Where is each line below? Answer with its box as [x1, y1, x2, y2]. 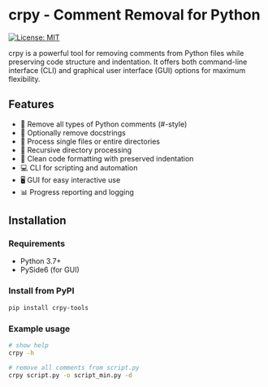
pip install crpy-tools [8, 303, 89, 312]
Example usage [8, 323, 71, 334]
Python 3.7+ [19, 256, 62, 266]
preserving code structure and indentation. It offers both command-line [8, 57, 248, 67]
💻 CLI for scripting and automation [19, 162, 138, 172]
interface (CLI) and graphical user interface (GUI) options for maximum [8, 65, 246, 75]
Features [8, 97, 54, 111]
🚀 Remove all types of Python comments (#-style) [19, 119, 188, 129]
